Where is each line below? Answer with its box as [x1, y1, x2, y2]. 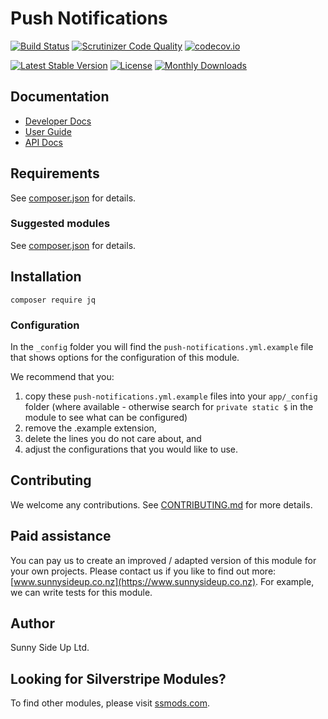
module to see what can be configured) [24, 411, 188, 423]
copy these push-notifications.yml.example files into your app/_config [24, 390, 318, 402]
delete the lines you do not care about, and [24, 432, 202, 444]
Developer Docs [24, 115, 92, 127]
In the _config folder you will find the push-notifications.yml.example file [10, 340, 314, 352]
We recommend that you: [10, 370, 115, 382]
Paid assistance [10, 528, 112, 545]
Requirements [10, 165, 100, 182]
